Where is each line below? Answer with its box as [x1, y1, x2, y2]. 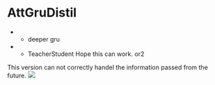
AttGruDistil [7, 5, 77, 21]
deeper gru [27, 35, 61, 43]
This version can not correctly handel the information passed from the [7, 63, 209, 71]
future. [7, 71, 26, 79]
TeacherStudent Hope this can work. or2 [27, 50, 145, 58]
